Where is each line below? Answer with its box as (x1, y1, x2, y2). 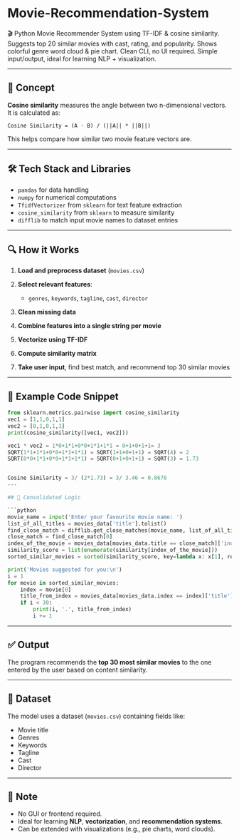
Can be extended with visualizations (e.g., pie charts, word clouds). (17, 825, 216, 834)
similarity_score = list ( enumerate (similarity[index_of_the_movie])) (7, 547, 218, 554)
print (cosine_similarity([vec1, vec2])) (7, 429, 129, 436)
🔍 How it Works (7, 244, 80, 256)
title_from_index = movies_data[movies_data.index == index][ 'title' (20, 593, 231, 600)
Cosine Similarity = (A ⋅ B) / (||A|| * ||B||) (7, 122, 152, 129)
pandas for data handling (17, 185, 89, 194)
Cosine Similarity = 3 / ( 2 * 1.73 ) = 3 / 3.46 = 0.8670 (7, 474, 167, 482)
